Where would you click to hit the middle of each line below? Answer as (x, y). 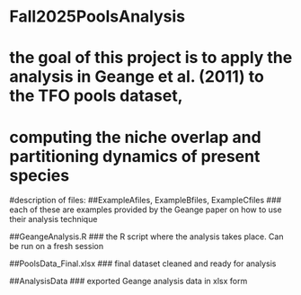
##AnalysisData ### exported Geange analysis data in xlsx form (128, 282)
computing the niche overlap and (136, 137)
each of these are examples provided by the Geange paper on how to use (146, 210)
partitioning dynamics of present (135, 156)
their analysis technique (53, 219)
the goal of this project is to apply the (151, 58)
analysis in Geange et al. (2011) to (137, 77)
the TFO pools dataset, (96, 96)
